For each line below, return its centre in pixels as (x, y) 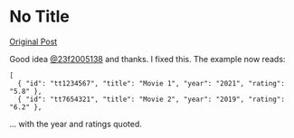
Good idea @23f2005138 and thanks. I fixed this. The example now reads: (147, 59)
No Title (40, 17)
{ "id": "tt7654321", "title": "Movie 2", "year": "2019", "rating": (151, 99)
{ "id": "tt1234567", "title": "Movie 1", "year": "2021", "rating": (151, 83)
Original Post (33, 41)
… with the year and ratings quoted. (76, 124)
